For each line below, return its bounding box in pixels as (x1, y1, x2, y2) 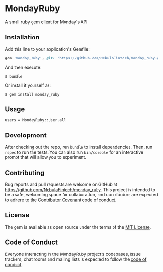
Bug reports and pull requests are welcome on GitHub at (5, 181, 118, 188)
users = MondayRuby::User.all (5, 118, 66, 123)
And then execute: (5, 64, 42, 70)
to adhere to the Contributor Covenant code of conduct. (5, 197, 117, 203)
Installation (5, 33, 40, 41)
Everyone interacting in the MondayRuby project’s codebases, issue (5, 251, 141, 257)
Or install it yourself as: (5, 82, 51, 88)
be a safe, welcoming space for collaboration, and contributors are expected (5, 192, 158, 198)
